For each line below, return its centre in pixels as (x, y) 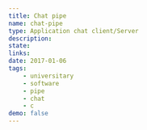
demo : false (28, 114)
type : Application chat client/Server (73, 31)
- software (41, 83)
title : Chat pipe (38, 16)
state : (19, 46)
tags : (17, 69)
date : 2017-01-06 (38, 61)
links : (19, 53)
